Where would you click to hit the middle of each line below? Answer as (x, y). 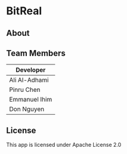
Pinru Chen (25, 90)
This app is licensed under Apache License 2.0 (64, 145)
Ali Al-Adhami (29, 80)
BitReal (24, 11)
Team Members (36, 53)
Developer (31, 70)
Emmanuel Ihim (31, 100)
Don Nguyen (27, 109)
